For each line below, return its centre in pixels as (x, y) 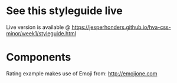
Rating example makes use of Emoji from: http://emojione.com (82, 73)
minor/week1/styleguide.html (41, 33)
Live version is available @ (38, 27)
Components (39, 57)
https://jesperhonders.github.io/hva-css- (121, 27)
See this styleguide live (64, 11)
